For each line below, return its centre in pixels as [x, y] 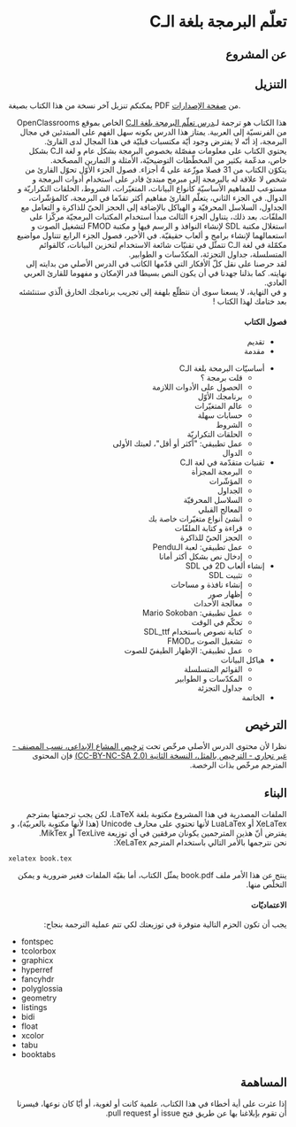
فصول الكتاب [265, 321]
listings [34, 1007]
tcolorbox [38, 951]
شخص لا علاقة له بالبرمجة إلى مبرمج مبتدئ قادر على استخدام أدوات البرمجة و [159, 179]
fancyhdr [38, 979]
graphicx [37, 961]
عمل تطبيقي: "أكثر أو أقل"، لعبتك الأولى [178, 443]
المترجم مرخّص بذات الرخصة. [238, 765]
